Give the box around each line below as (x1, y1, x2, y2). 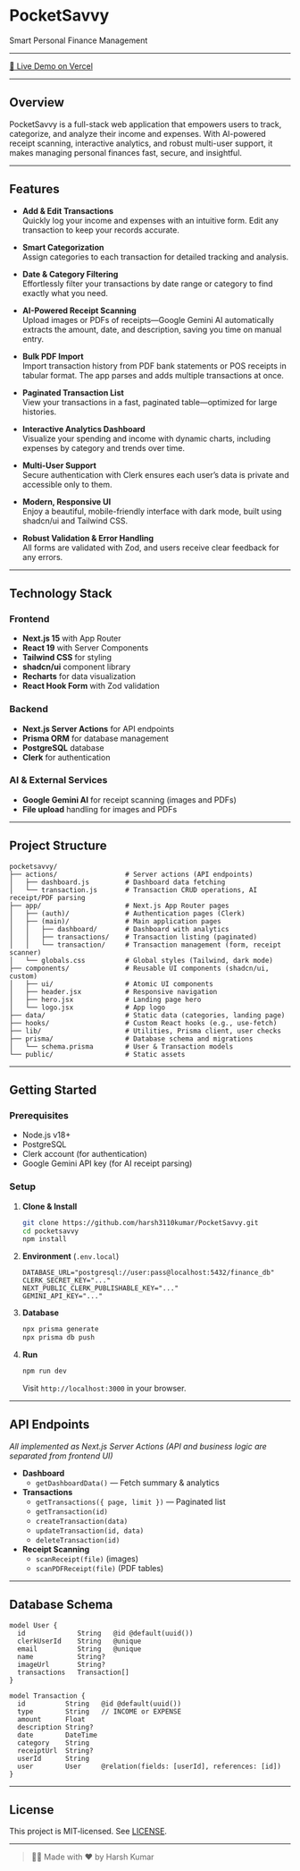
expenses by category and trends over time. (21, 442, 186, 453)
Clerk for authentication (21, 752, 111, 762)
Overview (9, 95, 65, 110)
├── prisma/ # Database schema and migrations (9, 1034, 254, 1043)
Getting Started (9, 1083, 97, 1098)
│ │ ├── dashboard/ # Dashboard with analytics (9, 924, 229, 933)
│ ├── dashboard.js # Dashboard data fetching (9, 878, 226, 887)
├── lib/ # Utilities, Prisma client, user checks (9, 1026, 281, 1035)
